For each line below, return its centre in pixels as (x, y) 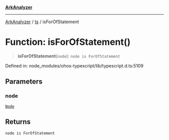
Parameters (24, 82)
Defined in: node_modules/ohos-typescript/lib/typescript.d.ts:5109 (74, 65)
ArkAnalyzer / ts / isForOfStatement (42, 22)
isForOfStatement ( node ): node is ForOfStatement (69, 56)
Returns (18, 122)
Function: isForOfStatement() (68, 42)
